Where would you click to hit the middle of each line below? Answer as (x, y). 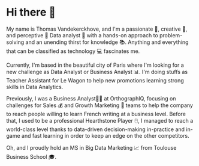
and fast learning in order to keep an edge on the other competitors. (105, 135)
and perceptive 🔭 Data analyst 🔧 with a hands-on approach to (82, 35)
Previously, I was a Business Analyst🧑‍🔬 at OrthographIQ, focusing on (91, 98)
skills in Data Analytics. (35, 87)
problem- (171, 35)
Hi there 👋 (31, 12)
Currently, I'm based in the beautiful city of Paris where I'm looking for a (95, 65)
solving (15, 42)
